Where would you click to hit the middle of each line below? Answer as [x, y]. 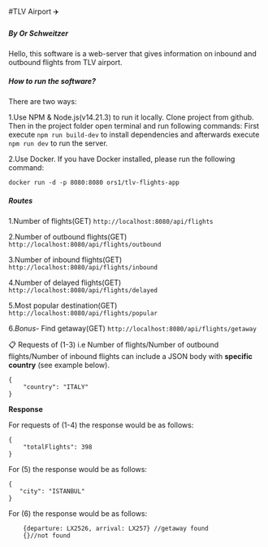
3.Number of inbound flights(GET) [65, 260]
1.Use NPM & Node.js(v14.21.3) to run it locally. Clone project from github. [131, 117]
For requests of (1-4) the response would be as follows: [101, 425]
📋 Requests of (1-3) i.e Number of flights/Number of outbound [114, 344]
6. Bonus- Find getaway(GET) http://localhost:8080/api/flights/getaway [133, 328]
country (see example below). [59, 365]
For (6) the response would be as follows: [78, 513]
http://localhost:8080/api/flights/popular [83, 313]
